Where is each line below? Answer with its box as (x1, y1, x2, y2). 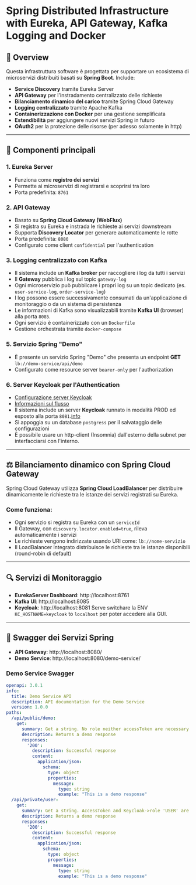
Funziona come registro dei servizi (14, 176, 100, 183)
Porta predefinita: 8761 (14, 189, 69, 196)
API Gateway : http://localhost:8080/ (14, 648, 102, 655)
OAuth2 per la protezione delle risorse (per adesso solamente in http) (14, 123, 182, 130)
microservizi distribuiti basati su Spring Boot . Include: (6, 74, 135, 81)
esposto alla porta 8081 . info (14, 412, 80, 420)
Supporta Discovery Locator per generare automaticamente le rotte (14, 229, 178, 236)
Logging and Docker (6, 29, 106, 42)
